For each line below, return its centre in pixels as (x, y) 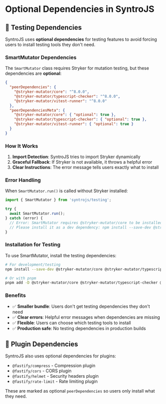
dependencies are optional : (33, 73)
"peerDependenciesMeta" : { (37, 110)
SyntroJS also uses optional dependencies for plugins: (61, 356)
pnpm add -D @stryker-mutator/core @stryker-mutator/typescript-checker (82, 283)
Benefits (16, 295)
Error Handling (23, 180)
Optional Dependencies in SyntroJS (80, 9)
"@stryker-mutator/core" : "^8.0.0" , (52, 92)
